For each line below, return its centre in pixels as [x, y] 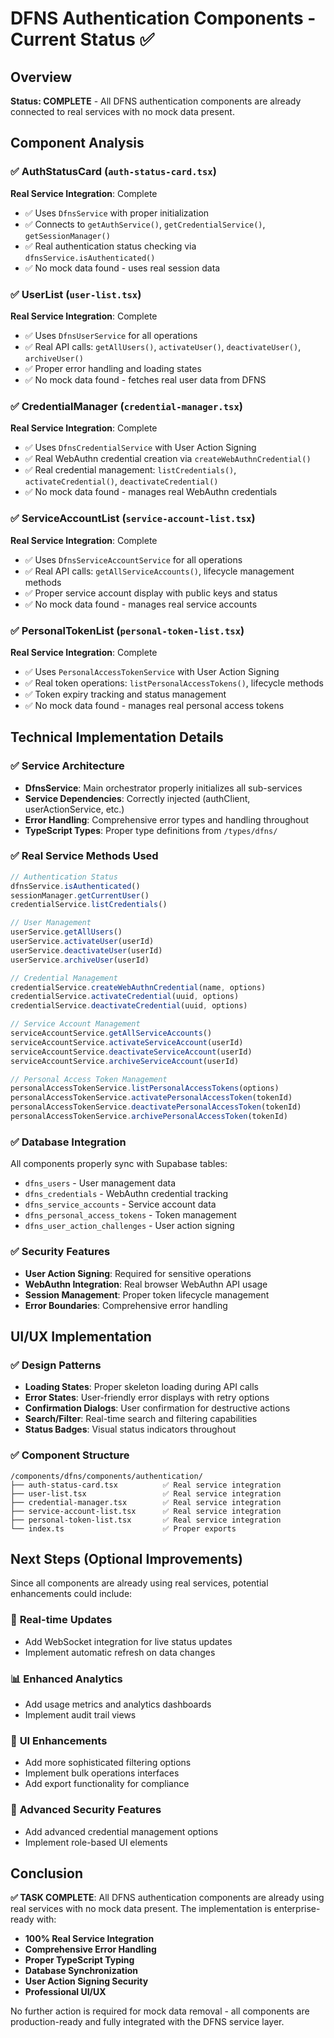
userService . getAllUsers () [66, 932]
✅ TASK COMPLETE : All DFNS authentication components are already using [167, 1898]
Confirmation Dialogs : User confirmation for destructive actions [157, 1408]
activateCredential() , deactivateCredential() [121, 481]
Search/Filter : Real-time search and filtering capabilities [141, 1419]
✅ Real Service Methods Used [84, 856]
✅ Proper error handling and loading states [113, 368]
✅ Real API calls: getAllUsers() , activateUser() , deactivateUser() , [163, 346]
